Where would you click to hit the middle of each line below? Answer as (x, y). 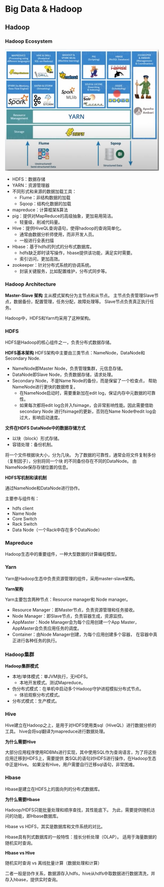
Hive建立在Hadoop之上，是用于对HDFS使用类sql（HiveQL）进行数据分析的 (81, 726)
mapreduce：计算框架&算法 (40, 210)
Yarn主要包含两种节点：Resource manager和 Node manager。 (68, 599)
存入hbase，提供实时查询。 (33, 879)
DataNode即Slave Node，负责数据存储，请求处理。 (64, 375)
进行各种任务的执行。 (38, 640)
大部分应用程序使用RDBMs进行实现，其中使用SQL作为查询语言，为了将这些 (81, 753)
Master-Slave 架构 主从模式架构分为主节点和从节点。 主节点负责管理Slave (80, 295)
